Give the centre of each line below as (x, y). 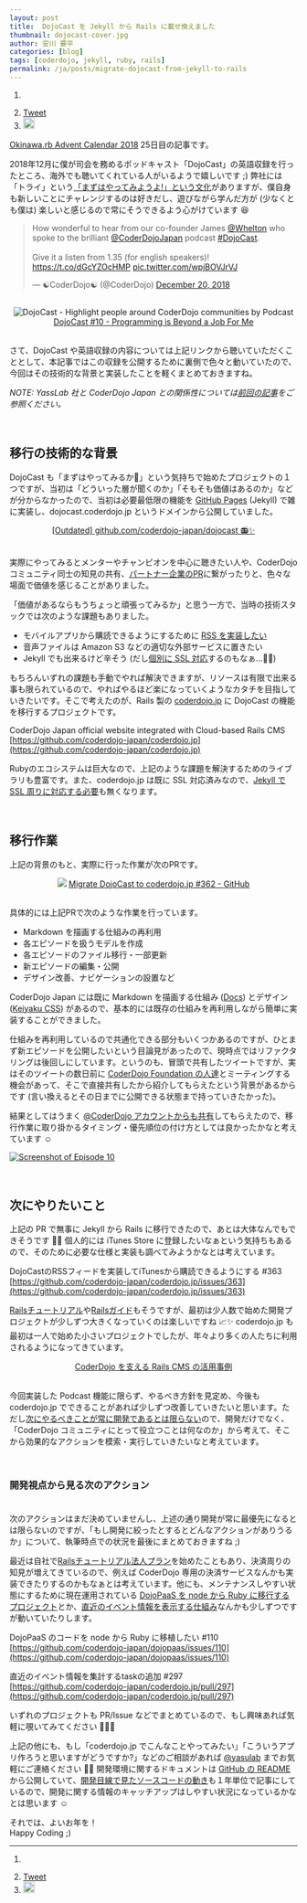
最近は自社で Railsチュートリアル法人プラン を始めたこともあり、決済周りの (150, 1560)
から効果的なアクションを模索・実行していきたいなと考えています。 (137, 1441)
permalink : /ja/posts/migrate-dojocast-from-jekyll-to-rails (128, 69)
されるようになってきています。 (69, 1347)
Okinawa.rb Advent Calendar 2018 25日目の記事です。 (111, 144)
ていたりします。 (65, 1618)
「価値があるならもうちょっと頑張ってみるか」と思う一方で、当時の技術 (145, 604)
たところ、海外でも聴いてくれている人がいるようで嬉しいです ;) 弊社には (146, 175)
